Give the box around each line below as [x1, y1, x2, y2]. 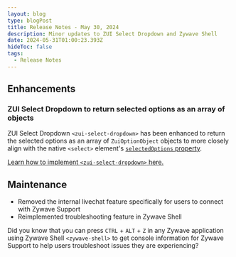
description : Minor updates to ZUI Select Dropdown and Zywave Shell [7, 30, 218, 38]
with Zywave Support [17, 205, 80, 214]
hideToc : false [7, 43, 53, 50]
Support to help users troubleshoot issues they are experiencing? [7, 241, 199, 250]
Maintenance [7, 178, 68, 190]
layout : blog [7, 10, 46, 18]
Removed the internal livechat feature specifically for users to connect [17, 197, 224, 206]
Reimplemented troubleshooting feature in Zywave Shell [17, 212, 183, 221]
